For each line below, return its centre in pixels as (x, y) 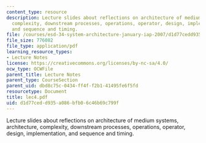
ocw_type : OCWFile (30, 69)
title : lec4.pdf (27, 97)
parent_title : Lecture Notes (44, 75)
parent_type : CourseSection (42, 80)
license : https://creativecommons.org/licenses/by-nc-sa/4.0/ (87, 63)
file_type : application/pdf (42, 46)
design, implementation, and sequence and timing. (70, 133)
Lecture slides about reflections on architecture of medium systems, (93, 120)
